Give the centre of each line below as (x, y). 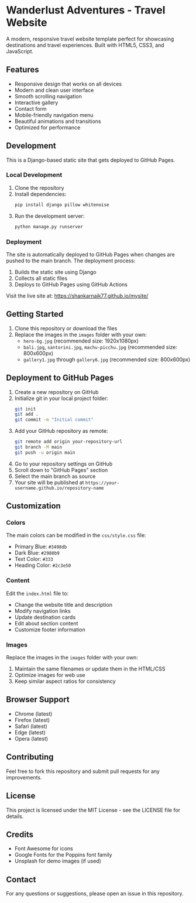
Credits (20, 834)
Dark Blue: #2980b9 (37, 553)
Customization (34, 506)
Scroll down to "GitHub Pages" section (61, 470)
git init (25, 409)
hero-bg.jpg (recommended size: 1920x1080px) (81, 341)
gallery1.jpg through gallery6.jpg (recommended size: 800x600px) (107, 359)
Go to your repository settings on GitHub (63, 464)
